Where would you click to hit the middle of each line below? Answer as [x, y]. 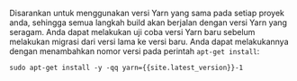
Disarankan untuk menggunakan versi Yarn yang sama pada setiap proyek [147, 13]
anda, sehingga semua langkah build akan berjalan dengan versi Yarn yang [148, 22]
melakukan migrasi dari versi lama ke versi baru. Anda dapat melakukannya [149, 41]
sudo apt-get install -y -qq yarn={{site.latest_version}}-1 [126, 67]
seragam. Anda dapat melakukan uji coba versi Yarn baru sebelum [132, 32]
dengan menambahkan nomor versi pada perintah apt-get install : [135, 51]
